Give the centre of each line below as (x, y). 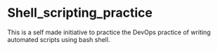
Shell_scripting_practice (80, 13)
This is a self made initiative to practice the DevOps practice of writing (109, 32)
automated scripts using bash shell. (59, 39)
